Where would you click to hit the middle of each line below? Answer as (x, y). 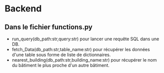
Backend (23, 9)
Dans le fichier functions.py (49, 27)
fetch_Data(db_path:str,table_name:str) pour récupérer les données (81, 49)
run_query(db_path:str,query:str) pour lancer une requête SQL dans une (85, 39)
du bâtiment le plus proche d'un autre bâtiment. (61, 65)
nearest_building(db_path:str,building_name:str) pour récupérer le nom (84, 60)
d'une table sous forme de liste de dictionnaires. (61, 55)
